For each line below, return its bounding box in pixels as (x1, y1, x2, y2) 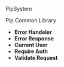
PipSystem (5, 5, 32, 12)
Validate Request (14, 54, 58, 61)
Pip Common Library (5, 17, 56, 24)
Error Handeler (14, 28, 52, 36)
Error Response (14, 35, 54, 42)
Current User (14, 42, 48, 48)
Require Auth (14, 48, 48, 55)
